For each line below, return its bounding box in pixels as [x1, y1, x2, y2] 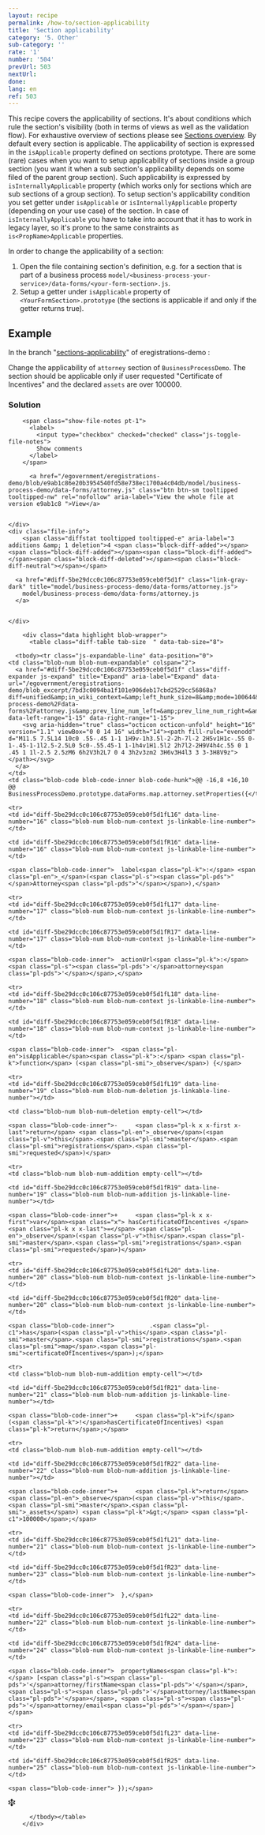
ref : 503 [8, 92, 37, 100]
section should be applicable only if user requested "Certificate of [8, 372, 223, 381]
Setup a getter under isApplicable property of [19, 287, 171, 297]
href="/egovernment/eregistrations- [39, 473, 160, 481]
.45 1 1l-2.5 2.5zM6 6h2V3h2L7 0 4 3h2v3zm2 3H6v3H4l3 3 [8, 749, 200, 757]
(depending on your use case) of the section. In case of [8, 206, 189, 215]
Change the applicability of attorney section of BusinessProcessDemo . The [8, 363, 246, 373]
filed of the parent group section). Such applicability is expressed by [8, 173, 230, 182]
